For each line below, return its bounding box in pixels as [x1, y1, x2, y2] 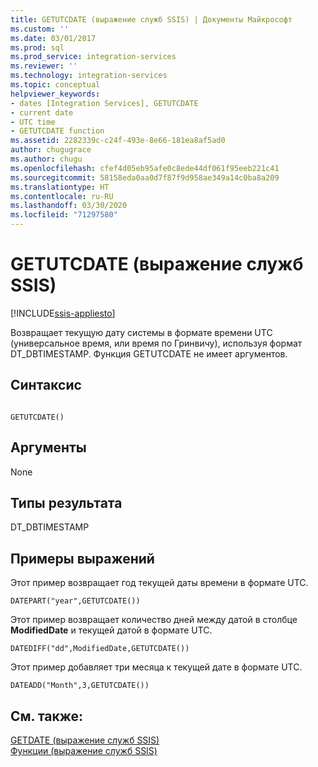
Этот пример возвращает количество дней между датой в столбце [10, 614, 298, 626]
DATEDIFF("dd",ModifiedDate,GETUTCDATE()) [10, 644, 190, 654]
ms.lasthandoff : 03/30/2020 [10, 201, 128, 211]
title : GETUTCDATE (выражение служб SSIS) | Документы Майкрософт [10, 14, 293, 25]
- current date [10, 107, 74, 118]
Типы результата [10, 494, 123, 511]
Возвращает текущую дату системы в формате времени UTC [10, 326, 273, 338]
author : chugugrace [10, 145, 92, 155]
